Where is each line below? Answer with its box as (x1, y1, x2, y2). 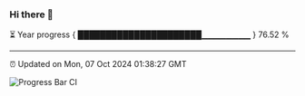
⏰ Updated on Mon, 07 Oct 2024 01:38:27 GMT (9, 59, 188, 70)
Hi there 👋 (9, 8, 54, 21)
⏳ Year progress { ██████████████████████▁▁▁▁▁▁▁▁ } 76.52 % (9, 29, 290, 40)
